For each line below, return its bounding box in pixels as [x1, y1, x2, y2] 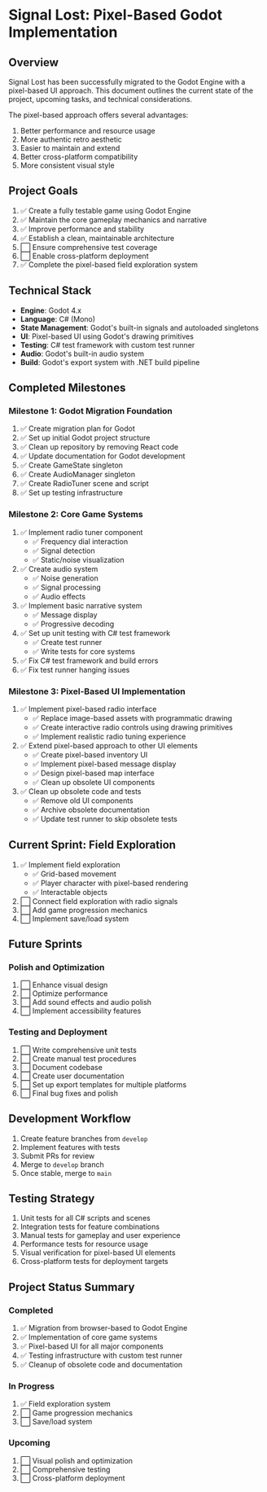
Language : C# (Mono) [20, 314, 96, 323]
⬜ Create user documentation [20, 1071, 125, 1081]
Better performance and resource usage [20, 126, 156, 135]
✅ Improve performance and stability [20, 224, 145, 234]
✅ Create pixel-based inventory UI [32, 749, 148, 759]
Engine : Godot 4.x [20, 305, 82, 315]
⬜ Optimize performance [20, 989, 108, 998]
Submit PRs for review [20, 1151, 95, 1161]
